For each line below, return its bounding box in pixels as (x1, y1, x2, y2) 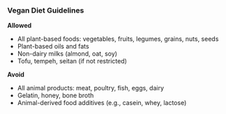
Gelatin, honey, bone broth (17, 91, 94, 99)
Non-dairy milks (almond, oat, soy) (17, 49, 117, 58)
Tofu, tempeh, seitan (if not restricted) (17, 57, 128, 65)
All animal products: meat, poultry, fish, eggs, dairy (17, 84, 165, 92)
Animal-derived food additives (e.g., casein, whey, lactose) (17, 99, 187, 107)
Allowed (7, 22, 32, 30)
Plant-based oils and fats (17, 42, 89, 51)
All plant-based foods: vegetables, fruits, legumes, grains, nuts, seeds (17, 35, 219, 43)
